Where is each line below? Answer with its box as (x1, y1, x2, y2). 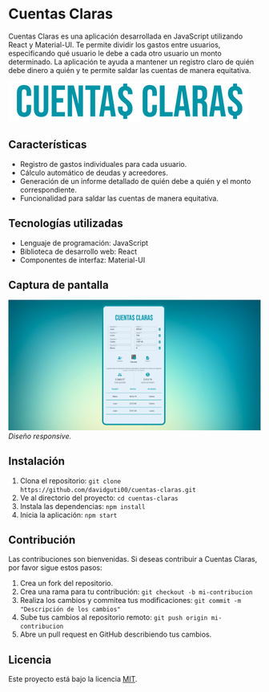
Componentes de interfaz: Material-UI (19, 254, 146, 265)
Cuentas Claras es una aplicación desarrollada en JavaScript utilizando (8, 31, 243, 41)
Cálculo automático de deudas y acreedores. (19, 168, 168, 177)
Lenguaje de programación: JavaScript (19, 238, 149, 247)
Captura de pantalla (8, 278, 110, 291)
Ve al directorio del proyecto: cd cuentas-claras (19, 493, 179, 503)
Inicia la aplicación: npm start (19, 510, 118, 519)
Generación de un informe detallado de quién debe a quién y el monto (19, 176, 251, 185)
